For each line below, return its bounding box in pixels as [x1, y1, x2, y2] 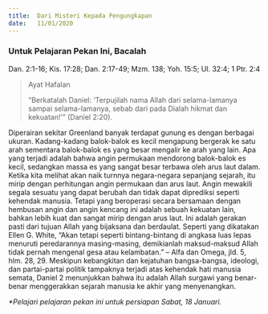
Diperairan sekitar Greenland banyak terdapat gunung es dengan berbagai [8, 128, 254, 137]
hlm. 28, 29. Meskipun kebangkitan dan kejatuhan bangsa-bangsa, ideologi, [8, 255, 259, 265]
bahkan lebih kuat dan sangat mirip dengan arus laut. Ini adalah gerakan [8, 213, 247, 222]
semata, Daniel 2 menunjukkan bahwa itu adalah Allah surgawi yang [8, 272, 233, 282]
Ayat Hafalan [27, 80, 71, 89]
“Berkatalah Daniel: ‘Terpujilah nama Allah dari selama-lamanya [27, 95, 238, 104]
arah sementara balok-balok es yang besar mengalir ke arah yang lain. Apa [8, 145, 257, 154]
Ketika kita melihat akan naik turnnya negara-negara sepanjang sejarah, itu [8, 170, 256, 180]
